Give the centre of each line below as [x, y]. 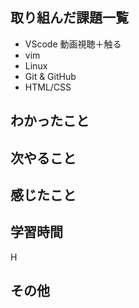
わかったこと [50, 121]
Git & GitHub [50, 76]
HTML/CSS [48, 87]
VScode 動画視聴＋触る [73, 44]
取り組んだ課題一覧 [69, 18]
